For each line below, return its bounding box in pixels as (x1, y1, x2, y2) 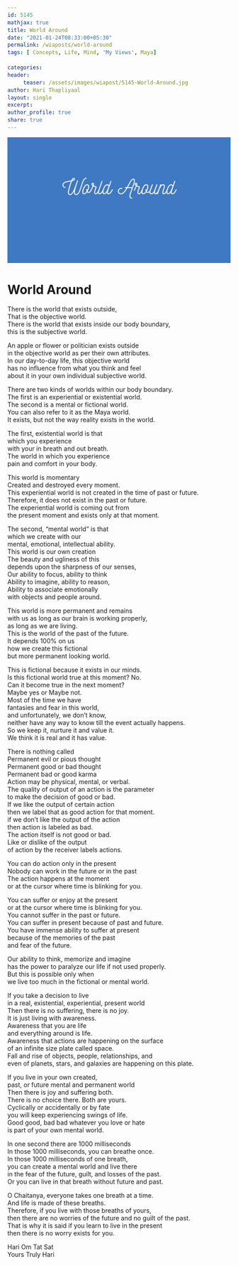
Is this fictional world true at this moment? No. (7, 673, 142, 682)
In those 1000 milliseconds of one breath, (7, 1155, 128, 1164)
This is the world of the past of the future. (7, 629, 129, 638)
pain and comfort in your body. (7, 459, 98, 468)
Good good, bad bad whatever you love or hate (7, 1118, 145, 1127)
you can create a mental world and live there (7, 1162, 137, 1171)
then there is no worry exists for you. (7, 1229, 115, 1238)
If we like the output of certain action (7, 800, 115, 809)
